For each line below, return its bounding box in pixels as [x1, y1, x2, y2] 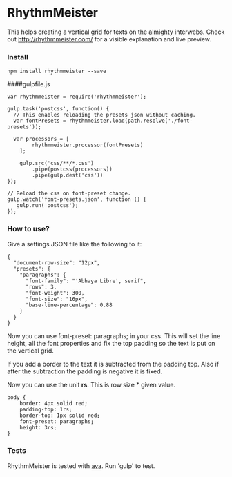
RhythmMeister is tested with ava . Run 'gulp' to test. [7, 461, 155, 470]
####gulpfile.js [7, 80, 50, 88]
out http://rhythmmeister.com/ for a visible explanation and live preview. [7, 35, 212, 43]
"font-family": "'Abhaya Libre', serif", [25, 278, 147, 284]
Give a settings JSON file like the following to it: [7, 240, 142, 248]
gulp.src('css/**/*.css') [19, 160, 95, 167]
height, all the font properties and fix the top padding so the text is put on [7, 339, 215, 347]
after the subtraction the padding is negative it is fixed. [7, 367, 163, 376]
